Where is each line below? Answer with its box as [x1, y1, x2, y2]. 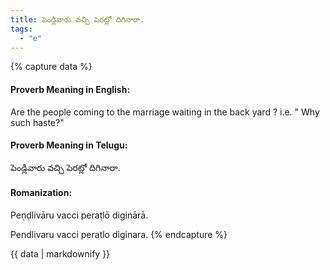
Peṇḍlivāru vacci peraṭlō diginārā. [10, 209, 149, 221]
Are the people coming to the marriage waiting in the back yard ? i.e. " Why [10, 106, 320, 118]
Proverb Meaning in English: [10, 83, 131, 95]
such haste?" [10, 116, 65, 128]
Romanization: [10, 187, 73, 199]
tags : [10, 24, 33, 34]
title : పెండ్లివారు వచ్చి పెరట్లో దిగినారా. [10, 14, 145, 25]
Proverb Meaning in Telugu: [10, 139, 128, 151]
